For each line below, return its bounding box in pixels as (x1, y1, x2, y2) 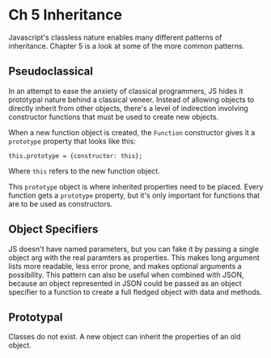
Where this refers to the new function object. (8, 166, 160, 176)
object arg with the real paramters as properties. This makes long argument (8, 253, 260, 262)
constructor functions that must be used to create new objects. (8, 112, 219, 121)
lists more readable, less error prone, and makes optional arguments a (8, 261, 242, 271)
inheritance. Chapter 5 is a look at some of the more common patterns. (8, 40, 245, 50)
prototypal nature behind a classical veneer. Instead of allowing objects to (8, 95, 255, 104)
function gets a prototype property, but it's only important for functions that (8, 190, 260, 200)
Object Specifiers (8, 223, 99, 237)
